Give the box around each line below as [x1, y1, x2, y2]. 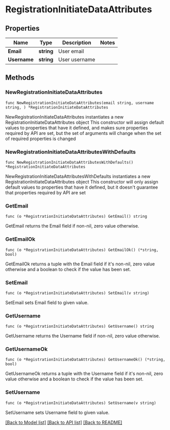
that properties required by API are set [5, 189, 86, 195]
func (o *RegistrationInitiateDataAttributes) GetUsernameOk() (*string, [5, 357, 166, 363]
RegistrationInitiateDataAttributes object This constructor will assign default [5, 119, 164, 125]
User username [58, 56, 95, 63]
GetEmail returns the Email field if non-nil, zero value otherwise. [5, 223, 139, 229]
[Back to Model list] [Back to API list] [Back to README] [5, 419, 123, 425]
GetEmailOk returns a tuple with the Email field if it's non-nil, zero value [5, 261, 155, 267]
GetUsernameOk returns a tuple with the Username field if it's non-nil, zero [5, 371, 163, 377]
